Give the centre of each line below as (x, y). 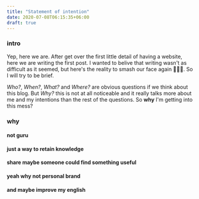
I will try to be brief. (30, 75)
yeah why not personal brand (44, 176)
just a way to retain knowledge (45, 149)
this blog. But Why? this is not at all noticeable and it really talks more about (99, 93)
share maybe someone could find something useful (72, 162)
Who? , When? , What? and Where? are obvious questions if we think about (97, 87)
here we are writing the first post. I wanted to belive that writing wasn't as (97, 62)
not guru (18, 135)
